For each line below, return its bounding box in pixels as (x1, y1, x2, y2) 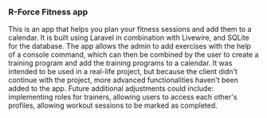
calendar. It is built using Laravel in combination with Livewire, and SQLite (8, 33, 249, 42)
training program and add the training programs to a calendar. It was (8, 58, 233, 68)
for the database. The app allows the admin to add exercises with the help (8, 41, 251, 51)
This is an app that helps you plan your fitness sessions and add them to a (8, 25, 252, 34)
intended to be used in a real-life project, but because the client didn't (8, 67, 238, 77)
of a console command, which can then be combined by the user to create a (8, 50, 259, 60)
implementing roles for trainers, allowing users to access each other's (8, 92, 238, 102)
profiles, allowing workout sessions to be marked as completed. (8, 100, 218, 110)
